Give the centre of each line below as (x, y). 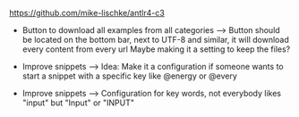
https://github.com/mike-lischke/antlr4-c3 (87, 13)
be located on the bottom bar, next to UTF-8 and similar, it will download (155, 40)
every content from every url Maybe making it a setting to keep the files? (156, 49)
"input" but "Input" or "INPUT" (78, 103)
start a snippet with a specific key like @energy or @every (129, 76)
